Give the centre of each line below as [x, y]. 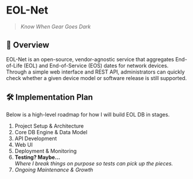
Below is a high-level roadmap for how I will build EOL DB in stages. [88, 114]
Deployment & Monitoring [46, 151]
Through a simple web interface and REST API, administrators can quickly [96, 72]
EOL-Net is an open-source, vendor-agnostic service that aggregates [90, 59]
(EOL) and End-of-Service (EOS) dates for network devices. [96, 65]
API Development [36, 138]
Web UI [24, 144]
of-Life [14, 65]
